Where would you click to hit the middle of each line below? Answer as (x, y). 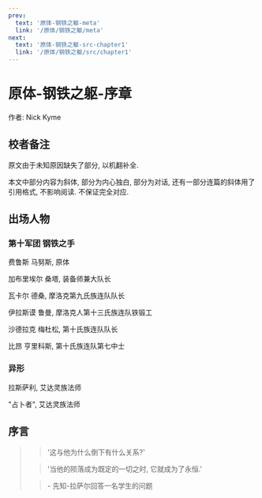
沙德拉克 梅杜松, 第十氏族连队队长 (63, 330)
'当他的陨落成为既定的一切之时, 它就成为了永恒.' (125, 469)
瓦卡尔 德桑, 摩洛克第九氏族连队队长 (66, 296)
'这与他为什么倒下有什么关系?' (96, 452)
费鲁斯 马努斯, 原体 (39, 262)
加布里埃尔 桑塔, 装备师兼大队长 (60, 279)
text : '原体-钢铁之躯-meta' (58, 23)
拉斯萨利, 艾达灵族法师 (45, 387)
